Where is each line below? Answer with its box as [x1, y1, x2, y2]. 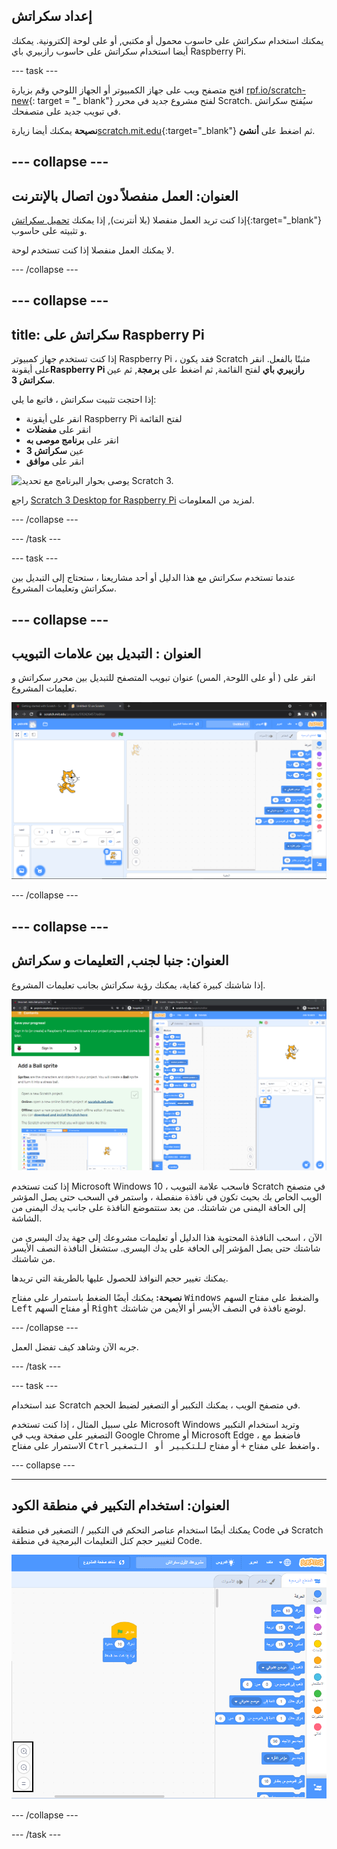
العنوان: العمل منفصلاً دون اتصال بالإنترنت [11, 187, 239, 204]
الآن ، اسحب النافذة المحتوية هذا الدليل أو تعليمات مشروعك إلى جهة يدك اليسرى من [11, 1231, 323, 1243]
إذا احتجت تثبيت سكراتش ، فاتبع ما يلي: [11, 394, 157, 406]
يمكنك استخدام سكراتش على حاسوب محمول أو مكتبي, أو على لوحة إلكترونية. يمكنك [11, 34, 324, 46]
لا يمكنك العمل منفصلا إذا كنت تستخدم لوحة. [11, 244, 175, 256]
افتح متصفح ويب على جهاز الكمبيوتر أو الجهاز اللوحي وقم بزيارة [11, 84, 244, 96]
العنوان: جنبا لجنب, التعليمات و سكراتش [11, 952, 229, 969]
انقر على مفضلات [25, 424, 92, 436]
